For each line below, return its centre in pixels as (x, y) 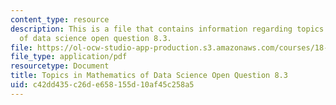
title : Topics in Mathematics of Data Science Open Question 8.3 (149, 76)
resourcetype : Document (60, 66)
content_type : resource (60, 19)
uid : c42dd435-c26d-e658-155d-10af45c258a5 (102, 85)
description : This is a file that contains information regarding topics (167, 29)
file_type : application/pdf (69, 57)
